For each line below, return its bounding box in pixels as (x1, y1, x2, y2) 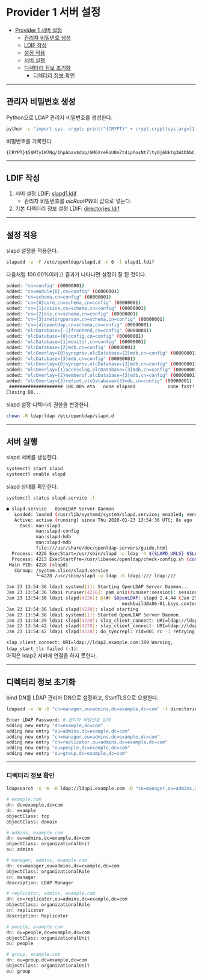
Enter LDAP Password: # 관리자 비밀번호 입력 (6, 717, 111, 723)
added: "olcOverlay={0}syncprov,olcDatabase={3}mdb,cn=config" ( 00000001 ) (6, 361, 198, 367)
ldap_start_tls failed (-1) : (6, 645, 78, 652)
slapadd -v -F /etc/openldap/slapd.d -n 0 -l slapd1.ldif (6, 259, 155, 265)
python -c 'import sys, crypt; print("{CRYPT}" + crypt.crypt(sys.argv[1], (6, 126, 200, 132)
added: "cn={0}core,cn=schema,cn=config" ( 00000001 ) (6, 299, 141, 306)
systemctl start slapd (6, 466, 63, 472)
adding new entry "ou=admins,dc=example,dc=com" (6, 728, 130, 734)
